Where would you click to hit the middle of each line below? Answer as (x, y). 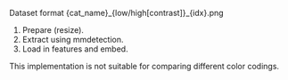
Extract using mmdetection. (73, 40)
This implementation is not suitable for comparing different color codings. (144, 66)
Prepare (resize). (53, 30)
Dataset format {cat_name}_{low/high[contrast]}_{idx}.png (117, 13)
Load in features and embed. (75, 49)
